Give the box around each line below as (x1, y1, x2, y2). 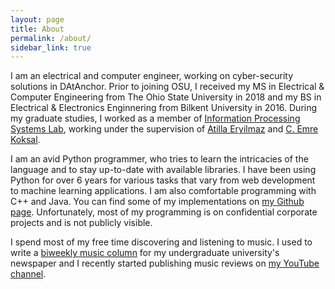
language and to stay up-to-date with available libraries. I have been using (10, 164, 317, 176)
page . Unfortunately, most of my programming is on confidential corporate (10, 206, 318, 218)
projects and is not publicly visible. (10, 217, 153, 229)
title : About (10, 24, 65, 34)
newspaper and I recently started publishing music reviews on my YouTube (10, 257, 320, 270)
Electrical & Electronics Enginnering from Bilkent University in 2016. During (10, 102, 318, 114)
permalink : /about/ (10, 33, 92, 43)
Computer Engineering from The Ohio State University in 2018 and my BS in (10, 91, 322, 103)
